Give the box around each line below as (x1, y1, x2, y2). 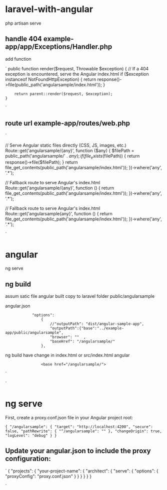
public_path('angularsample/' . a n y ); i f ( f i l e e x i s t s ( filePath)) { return (5, 153, 140, 160)
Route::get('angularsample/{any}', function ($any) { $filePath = (5, 147, 134, 154)
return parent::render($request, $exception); (14, 91, 113, 96)
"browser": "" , (49, 335, 86, 340)
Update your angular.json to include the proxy (5, 447, 151, 455)
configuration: (5, 454, 51, 463)
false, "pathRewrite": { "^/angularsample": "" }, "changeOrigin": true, (5, 429, 162, 434)
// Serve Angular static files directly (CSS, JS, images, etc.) (5, 142, 126, 148)
